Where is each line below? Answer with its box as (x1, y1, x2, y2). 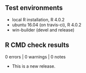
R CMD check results (5, 41, 70, 49)
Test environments (5, 4, 63, 12)
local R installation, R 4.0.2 (12, 16, 65, 22)
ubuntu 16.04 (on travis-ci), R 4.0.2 (12, 22, 82, 28)
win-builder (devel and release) (12, 27, 75, 33)
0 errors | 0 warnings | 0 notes (5, 54, 66, 59)
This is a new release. (12, 63, 56, 69)
